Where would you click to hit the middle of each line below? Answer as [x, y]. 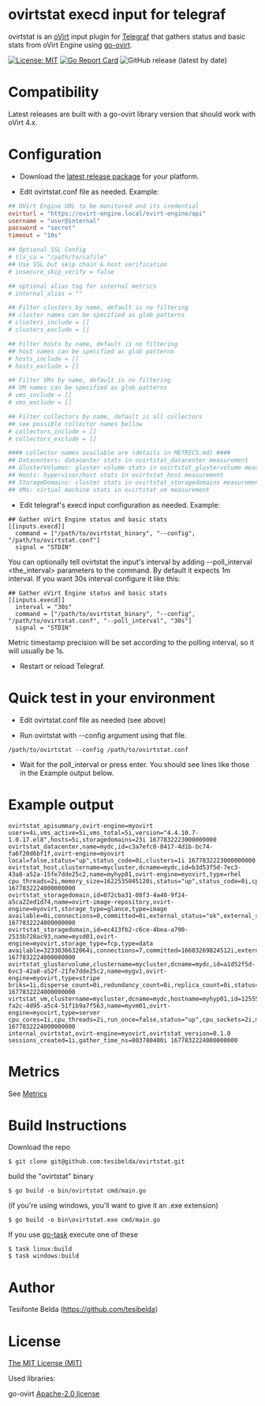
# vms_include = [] [40, 395]
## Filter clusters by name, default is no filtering [99, 308]
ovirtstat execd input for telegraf [117, 15]
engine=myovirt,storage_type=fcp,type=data [81, 943]
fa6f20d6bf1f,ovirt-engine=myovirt [67, 853]
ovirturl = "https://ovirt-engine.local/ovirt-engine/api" [107, 214]
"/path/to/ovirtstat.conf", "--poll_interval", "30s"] [100, 621]
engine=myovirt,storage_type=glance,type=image [88, 909]
